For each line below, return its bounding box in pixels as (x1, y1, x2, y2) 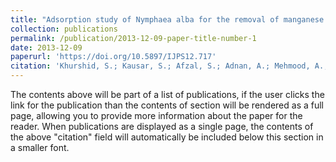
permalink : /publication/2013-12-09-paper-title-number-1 (10, 33, 257, 43)
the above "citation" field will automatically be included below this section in (10, 131, 324, 143)
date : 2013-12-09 (10, 42, 83, 53)
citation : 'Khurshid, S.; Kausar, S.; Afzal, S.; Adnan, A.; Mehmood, (10, 61, 311, 71)
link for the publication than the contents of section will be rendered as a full (10, 99, 324, 111)
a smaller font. (10, 142, 70, 153)
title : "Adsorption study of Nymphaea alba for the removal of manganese (10, 14, 325, 25)
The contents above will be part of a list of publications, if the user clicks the (10, 89, 325, 100)
